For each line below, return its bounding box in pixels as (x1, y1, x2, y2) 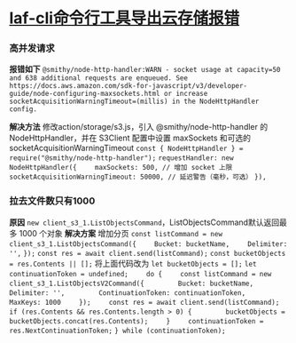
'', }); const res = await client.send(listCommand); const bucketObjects (9, 249, 286, 258)
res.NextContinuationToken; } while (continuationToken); (9, 326, 226, 335)
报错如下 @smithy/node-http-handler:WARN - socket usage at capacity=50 (9, 64, 281, 75)
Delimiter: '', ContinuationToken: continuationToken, (9, 288, 246, 298)
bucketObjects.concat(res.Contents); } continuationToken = (9, 316, 264, 325)
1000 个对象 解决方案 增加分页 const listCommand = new (19, 227, 223, 238)
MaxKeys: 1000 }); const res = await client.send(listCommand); (9, 298, 280, 307)
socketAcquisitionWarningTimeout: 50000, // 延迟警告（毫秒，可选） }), (9, 172, 268, 182)
